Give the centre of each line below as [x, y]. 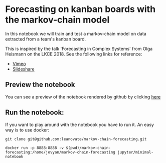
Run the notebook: [35, 113]
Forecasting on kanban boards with [80, 9]
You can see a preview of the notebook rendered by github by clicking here [83, 96]
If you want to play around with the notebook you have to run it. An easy [80, 124]
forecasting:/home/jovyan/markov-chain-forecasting [60, 152]
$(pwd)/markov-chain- [89, 148]
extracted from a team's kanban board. [46, 39]
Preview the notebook [40, 85]
